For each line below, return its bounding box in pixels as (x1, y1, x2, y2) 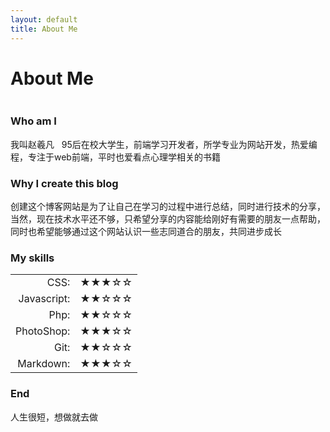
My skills (10, 251, 55, 265)
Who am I (10, 114, 57, 128)
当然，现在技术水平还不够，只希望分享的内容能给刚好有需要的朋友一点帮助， (10, 213, 326, 225)
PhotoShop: (15, 324, 71, 338)
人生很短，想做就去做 (10, 411, 98, 423)
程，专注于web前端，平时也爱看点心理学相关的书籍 (10, 151, 221, 163)
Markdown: (17, 357, 71, 371)
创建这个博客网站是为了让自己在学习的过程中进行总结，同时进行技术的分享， (10, 201, 326, 213)
